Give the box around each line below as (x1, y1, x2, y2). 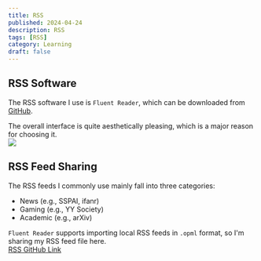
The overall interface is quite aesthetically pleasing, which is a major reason (8, 121, 254, 130)
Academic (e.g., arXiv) (19, 212, 93, 222)
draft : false (8, 48, 51, 56)
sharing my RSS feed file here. (8, 236, 107, 245)
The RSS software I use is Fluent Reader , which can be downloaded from (8, 97, 245, 107)
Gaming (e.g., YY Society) (19, 205, 104, 214)
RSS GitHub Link (8, 245, 61, 254)
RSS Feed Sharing (8, 160, 97, 173)
